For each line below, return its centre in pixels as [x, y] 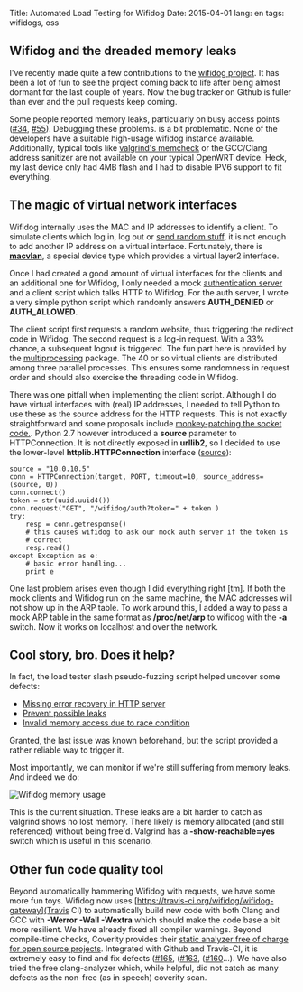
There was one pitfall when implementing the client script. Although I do [143, 394]
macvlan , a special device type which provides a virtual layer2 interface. [144, 256]
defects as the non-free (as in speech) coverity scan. [108, 978]
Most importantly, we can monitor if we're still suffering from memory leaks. [150, 768]
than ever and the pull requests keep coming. [93, 101]
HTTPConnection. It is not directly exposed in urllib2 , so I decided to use [145, 443]
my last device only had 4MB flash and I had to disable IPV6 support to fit [146, 167]
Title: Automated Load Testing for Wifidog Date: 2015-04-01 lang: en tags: [147, 13]
